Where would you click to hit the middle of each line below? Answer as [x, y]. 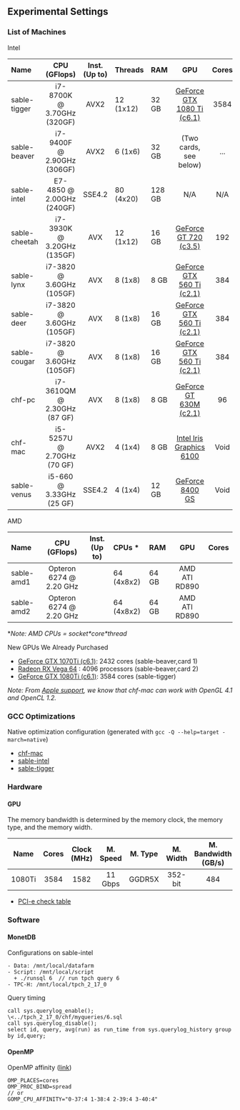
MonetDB [22, 937]
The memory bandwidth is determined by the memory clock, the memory [115, 820]
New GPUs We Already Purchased [58, 647]
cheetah [25, 241]
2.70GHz [61, 456]
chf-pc [23, 399]
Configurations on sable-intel [50, 953]
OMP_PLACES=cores [33, 1081]
